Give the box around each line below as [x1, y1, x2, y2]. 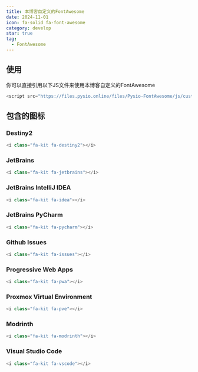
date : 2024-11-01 [6, 14, 49, 20]
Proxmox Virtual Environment [6, 293, 93, 301]
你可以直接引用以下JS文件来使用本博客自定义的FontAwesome [6, 81, 156, 88]
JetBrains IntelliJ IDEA [6, 184, 71, 192]
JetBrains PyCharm [6, 211, 63, 219]
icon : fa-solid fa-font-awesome [6, 19, 85, 25]
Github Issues [6, 238, 47, 246]
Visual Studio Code [6, 347, 62, 356]
